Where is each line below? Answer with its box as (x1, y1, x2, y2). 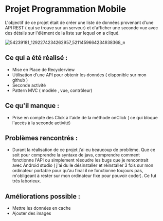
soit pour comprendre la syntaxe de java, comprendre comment (12, 152, 140, 158)
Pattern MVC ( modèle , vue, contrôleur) (12, 87, 92, 93)
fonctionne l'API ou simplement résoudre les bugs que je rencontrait (12, 157, 148, 163)
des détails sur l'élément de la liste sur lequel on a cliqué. (5, 30, 120, 36)
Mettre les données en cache (12, 205, 71, 211)
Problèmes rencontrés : (5, 133, 78, 142)
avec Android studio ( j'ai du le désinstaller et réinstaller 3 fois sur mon (12, 162, 154, 168)
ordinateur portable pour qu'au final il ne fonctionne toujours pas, (12, 168, 144, 174)
